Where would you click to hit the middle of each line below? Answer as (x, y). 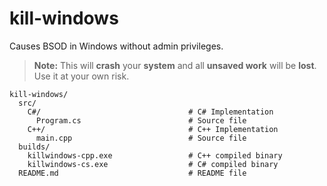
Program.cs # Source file (141, 120)
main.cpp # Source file (141, 138)
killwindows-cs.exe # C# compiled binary (153, 164)
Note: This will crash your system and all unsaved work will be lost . (175, 65)
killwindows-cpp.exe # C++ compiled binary (155, 155)
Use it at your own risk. (81, 76)
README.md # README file (132, 173)
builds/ (34, 147)
